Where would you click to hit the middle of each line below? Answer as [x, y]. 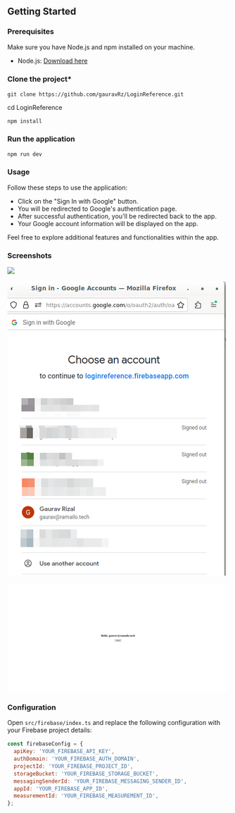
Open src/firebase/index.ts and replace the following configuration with [114, 723]
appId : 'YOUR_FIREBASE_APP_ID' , [61, 788]
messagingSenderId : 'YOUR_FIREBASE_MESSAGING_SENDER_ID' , [101, 781]
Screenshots [30, 255]
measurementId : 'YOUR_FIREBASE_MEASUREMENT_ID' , [86, 796]
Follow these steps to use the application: [68, 187]
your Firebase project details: [50, 730]
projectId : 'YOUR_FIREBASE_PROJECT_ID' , [74, 766]
